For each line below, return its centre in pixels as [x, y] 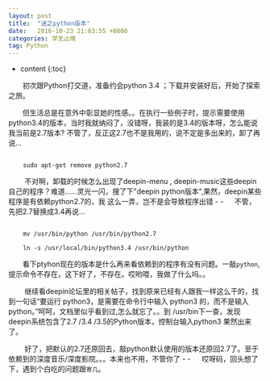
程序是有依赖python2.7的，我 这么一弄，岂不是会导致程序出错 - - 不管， [132, 202]
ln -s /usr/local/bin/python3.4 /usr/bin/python [106, 248]
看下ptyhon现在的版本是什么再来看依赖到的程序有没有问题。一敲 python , [141, 264]
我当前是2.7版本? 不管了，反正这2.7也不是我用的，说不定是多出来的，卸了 [131, 133]
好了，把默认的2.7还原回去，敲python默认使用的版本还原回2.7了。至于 [141, 349]
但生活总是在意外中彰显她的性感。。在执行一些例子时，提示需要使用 [134, 113]
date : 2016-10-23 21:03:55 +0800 [68, 31]
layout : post [30, 16]
